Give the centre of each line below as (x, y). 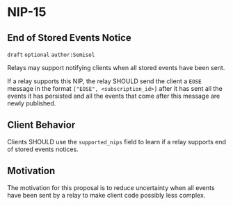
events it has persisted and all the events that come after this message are (114, 96)
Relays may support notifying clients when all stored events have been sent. (116, 68)
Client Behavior (41, 125)
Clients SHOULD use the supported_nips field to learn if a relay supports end (117, 141)
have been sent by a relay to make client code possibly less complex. (106, 195)
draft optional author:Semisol (51, 55)
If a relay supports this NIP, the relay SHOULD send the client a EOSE (104, 81)
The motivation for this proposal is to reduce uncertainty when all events (111, 187)
